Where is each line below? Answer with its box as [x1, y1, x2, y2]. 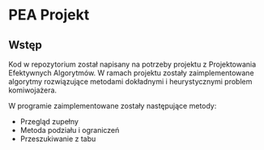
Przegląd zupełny [19, 117, 79, 126]
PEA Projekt [8, 6, 90, 24]
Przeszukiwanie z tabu [19, 134, 96, 144]
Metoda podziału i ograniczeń [19, 126, 120, 135]
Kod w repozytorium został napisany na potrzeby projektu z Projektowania [8, 59, 257, 69]
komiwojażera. [8, 85, 57, 95]
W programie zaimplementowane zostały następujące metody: [8, 101, 217, 110]
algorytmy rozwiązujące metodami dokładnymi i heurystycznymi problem [8, 77, 253, 86]
